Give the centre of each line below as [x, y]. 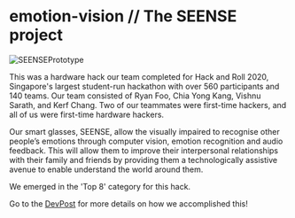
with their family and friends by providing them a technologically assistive [143, 160]
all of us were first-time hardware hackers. [87, 114]
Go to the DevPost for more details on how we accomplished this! [128, 203]
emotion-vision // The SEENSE [123, 16]
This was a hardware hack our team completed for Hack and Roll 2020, [139, 76]
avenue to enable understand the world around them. [106, 169]
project [36, 35]
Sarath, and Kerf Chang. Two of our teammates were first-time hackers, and [148, 105]
